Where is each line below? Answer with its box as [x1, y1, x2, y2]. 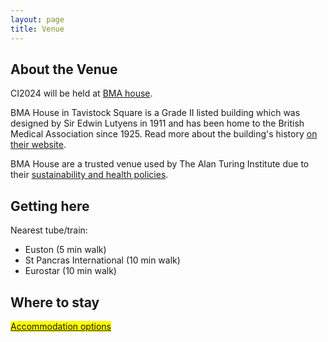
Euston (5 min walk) [24, 244, 107, 256]
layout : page [10, 14, 65, 25]
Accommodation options [10, 320, 112, 332]
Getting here [10, 197, 90, 215]
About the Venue [10, 61, 118, 78]
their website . [10, 139, 67, 151]
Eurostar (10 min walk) [24, 265, 117, 277]
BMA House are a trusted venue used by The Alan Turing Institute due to [10, 158, 310, 170]
